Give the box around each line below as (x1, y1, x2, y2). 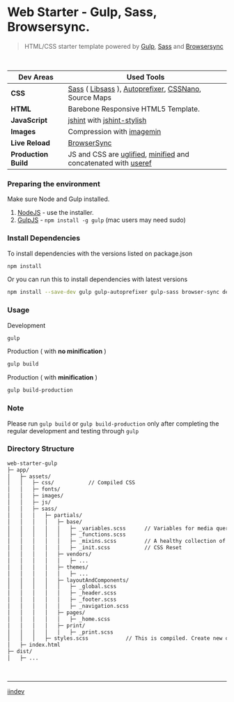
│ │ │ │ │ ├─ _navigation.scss (7, 603, 130, 610)
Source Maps (68, 92, 111, 102)
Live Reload (10, 137, 51, 147)
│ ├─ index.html (7, 641, 61, 649)
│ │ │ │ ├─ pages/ (7, 608, 86, 616)
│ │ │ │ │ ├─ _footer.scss (7, 596, 117, 604)
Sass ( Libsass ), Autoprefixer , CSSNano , (68, 84, 202, 94)
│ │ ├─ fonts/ (7, 486, 61, 493)
